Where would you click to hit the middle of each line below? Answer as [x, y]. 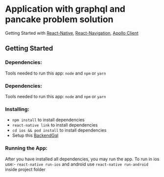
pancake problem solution [59, 19]
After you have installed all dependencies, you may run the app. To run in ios [82, 159]
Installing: [17, 109]
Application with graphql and [65, 9]
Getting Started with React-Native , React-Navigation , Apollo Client [72, 33]
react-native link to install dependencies [55, 125]
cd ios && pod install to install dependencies [59, 130]
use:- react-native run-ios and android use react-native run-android [77, 164]
